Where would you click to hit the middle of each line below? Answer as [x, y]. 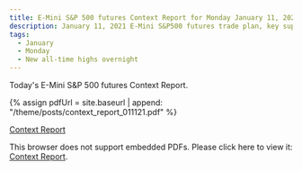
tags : [19, 34]
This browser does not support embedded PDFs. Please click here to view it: [151, 147]
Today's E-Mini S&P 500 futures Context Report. [99, 85]
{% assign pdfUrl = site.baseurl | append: [86, 103]
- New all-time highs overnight [78, 59]
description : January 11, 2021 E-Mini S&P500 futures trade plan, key [144, 26]
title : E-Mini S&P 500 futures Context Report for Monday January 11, [144, 18]
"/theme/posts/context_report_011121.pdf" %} [93, 112]
